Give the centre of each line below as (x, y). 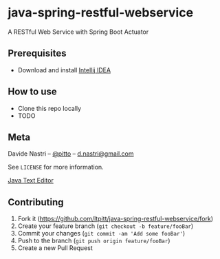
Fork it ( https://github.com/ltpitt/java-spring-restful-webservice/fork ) (115, 219)
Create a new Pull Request (55, 248)
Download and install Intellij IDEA (64, 70)
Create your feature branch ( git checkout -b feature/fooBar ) (106, 226)
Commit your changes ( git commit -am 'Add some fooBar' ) (101, 234)
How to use (32, 92)
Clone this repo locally (49, 108)
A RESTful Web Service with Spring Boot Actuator (78, 32)
